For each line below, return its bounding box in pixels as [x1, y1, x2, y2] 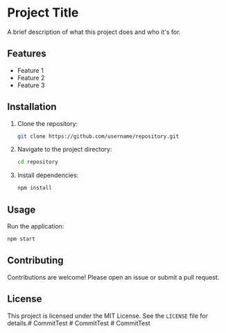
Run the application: [7, 222, 64, 230]
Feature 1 [17, 66, 44, 74]
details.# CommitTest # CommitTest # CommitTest [7, 318, 150, 327]
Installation [7, 101, 57, 113]
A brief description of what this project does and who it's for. [7, 28, 181, 36]
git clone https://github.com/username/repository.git [17, 133, 180, 140]
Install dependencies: [17, 171, 79, 179]
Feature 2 [17, 73, 45, 82]
